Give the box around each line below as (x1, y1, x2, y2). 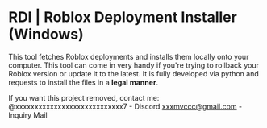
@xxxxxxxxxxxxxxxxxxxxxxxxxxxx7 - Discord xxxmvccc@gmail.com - (8, 101, 243, 111)
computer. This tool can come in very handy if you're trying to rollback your (8, 60, 260, 70)
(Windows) (8, 25, 85, 43)
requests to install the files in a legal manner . (8, 77, 159, 87)
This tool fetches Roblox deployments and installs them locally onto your (8, 52, 249, 61)
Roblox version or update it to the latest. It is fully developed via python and (8, 68, 260, 78)
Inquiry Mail (8, 109, 48, 120)
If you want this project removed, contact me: (8, 93, 160, 102)
